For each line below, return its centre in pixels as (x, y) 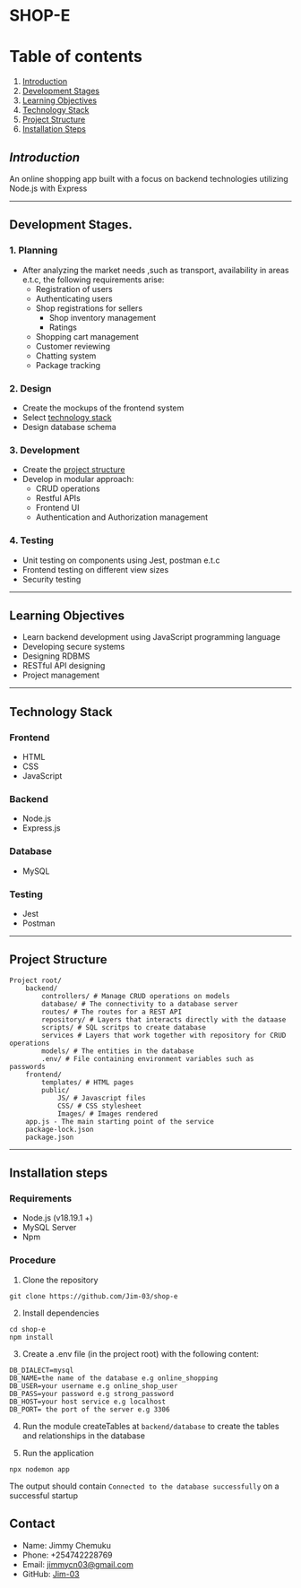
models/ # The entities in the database (118, 1051)
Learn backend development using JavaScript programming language (151, 637)
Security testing (52, 579)
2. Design (30, 388)
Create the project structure (73, 470)
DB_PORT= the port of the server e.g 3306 (90, 1409)
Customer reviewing (73, 346)
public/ (56, 1090)
